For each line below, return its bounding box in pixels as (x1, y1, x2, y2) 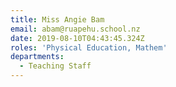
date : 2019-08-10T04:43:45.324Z (10, 33, 145, 43)
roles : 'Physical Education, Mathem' (10, 42, 168, 53)
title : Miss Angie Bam (10, 14, 105, 25)
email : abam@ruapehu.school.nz (10, 24, 141, 34)
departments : (10, 52, 65, 62)
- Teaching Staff (19, 61, 92, 71)
